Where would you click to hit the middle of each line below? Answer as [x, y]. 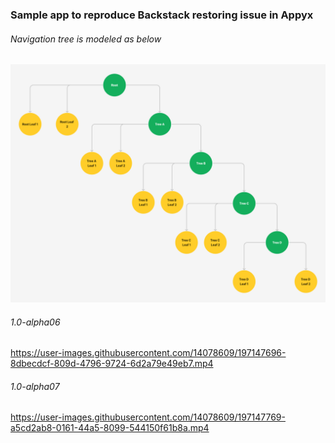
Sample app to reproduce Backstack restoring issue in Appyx [162, 15]
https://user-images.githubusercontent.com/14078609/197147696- [148, 353]
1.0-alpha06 [35, 322]
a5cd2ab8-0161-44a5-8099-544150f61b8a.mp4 [110, 428]
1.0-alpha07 [35, 386]
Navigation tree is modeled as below [86, 39]
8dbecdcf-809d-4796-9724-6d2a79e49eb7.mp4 [112, 364]
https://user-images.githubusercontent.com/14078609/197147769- [148, 417]
